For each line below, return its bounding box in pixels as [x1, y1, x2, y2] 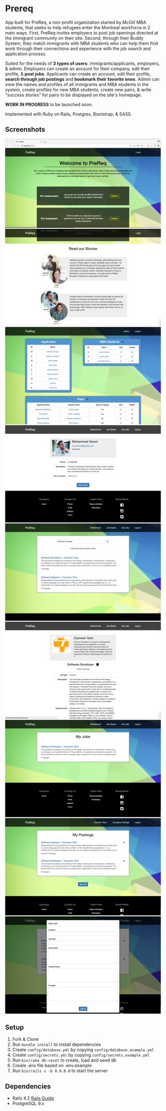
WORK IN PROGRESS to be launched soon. [5, 101, 93, 107]
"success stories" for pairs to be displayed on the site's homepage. [5, 92, 142, 98]
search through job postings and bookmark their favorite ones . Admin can [5, 76, 160, 82]
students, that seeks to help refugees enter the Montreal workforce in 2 [5, 24, 151, 30]
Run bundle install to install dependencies [12, 1041, 101, 1048]
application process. [5, 50, 47, 57]
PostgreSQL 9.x [12, 1101, 44, 1107]
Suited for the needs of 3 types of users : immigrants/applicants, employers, [5, 60, 160, 66]
